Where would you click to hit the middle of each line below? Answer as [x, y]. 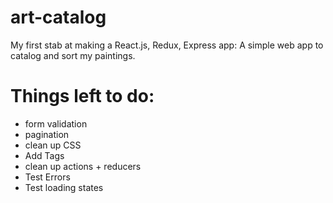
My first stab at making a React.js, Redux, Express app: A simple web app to [167, 45]
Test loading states [64, 187]
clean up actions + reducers [83, 166]
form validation [56, 123]
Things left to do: [82, 96]
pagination [47, 134]
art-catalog [58, 17]
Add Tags [44, 155]
